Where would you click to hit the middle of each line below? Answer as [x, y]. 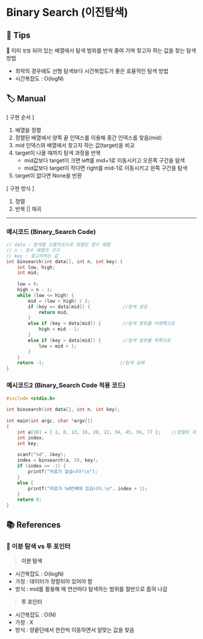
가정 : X [24, 622]
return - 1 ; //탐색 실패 [81, 363]
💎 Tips [18, 35]
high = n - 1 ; [35, 290]
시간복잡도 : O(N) [35, 614]
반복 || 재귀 [28, 209]
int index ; [31, 438]
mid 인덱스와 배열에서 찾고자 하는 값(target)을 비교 [75, 145]
